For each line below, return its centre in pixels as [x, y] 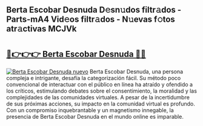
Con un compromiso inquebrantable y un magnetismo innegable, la [90, 110]
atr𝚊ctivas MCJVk [42, 29]
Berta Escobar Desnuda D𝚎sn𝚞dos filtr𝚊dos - [94, 10]
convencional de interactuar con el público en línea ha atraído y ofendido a [99, 85]
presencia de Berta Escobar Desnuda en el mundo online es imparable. [95, 117]
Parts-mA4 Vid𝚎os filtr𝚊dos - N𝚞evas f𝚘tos [91, 20]
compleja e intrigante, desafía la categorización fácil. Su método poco [94, 78]
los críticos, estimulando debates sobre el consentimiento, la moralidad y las [101, 91]
